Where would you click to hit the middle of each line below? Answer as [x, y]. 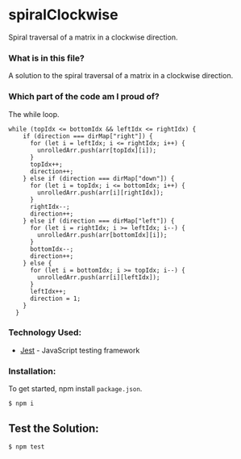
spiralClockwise [63, 15]
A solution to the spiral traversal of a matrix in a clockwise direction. [121, 76]
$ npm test [27, 446]
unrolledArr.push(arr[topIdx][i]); [97, 150]
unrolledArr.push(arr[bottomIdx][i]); [102, 235]
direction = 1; [55, 298]
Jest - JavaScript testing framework [80, 350]
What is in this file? [46, 58]
